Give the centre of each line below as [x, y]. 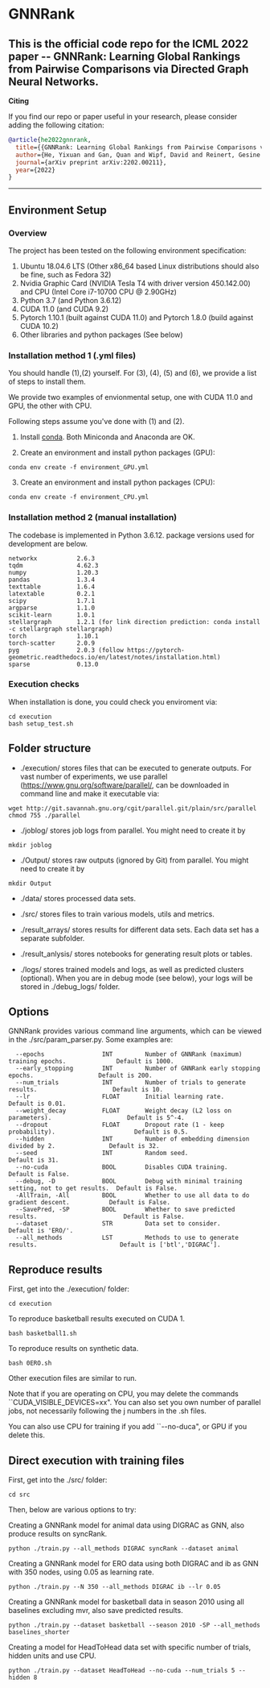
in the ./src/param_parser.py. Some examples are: [91, 1040]
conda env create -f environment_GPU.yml [79, 468]
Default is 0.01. [37, 1104]
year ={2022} [36, 170]
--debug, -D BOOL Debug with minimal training [129, 1182]
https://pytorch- [156, 650]
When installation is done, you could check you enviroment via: [113, 701]
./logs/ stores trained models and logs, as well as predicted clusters [132, 969]
